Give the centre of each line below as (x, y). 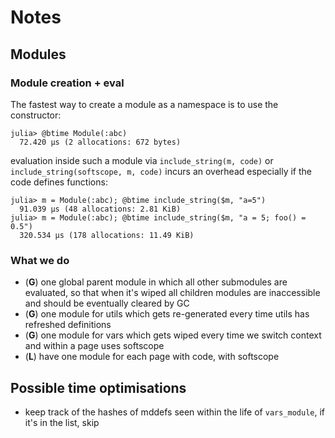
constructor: (36, 115)
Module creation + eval (67, 83)
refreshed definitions (68, 325)
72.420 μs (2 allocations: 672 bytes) (100, 142)
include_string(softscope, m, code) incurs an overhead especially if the (161, 171)
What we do (40, 260)
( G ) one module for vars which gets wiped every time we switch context (173, 335)
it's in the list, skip (62, 422)
